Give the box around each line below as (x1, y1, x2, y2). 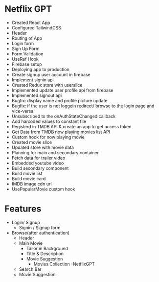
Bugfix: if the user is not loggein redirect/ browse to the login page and (11, 103, 155, 109)
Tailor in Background (26, 245, 68, 251)
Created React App (11, 20, 50, 25)
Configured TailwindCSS (11, 24, 62, 30)
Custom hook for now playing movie (11, 134, 85, 140)
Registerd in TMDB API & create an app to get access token (11, 123, 132, 129)
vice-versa (11, 108, 34, 114)
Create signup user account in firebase (11, 71, 91, 77)
